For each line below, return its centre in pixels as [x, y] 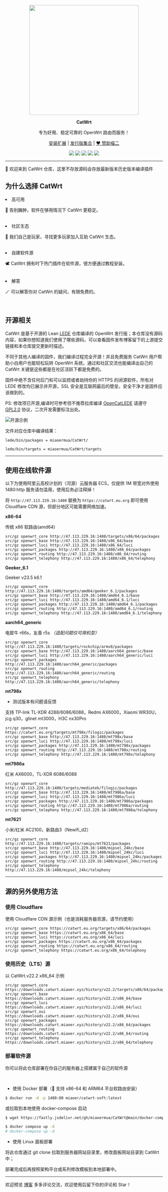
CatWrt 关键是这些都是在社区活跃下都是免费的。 [54, 369]
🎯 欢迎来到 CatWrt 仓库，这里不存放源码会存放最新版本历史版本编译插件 [79, 169]
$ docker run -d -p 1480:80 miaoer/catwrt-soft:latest [63, 1098]
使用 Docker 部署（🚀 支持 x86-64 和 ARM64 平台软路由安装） [76, 1088]
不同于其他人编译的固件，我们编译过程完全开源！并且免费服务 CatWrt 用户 [81, 356]
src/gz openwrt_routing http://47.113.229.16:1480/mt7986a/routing [77, 806]
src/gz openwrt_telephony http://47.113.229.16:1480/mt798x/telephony [80, 755]
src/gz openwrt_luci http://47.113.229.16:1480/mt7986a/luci [70, 797]
